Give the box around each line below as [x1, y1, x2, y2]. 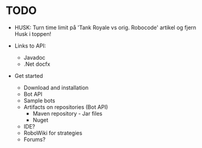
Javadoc [23, 54, 46, 61]
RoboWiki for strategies [23, 129, 83, 136]
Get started [14, 72, 43, 79]
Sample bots [23, 97, 55, 104]
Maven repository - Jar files [32, 110, 103, 117]
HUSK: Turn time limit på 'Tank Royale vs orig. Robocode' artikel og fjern [14, 24, 197, 31]
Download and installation [23, 83, 89, 91]
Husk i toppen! [14, 30, 52, 37]
